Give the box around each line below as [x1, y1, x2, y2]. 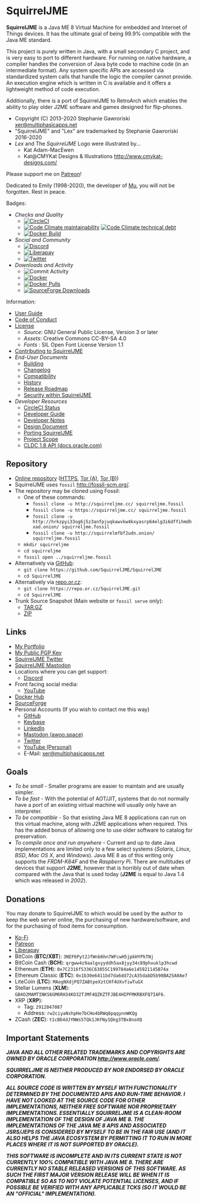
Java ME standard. [6, 36, 52, 43]
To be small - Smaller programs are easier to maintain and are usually [14, 783, 185, 790]
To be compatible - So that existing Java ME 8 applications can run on [14, 814, 187, 821]
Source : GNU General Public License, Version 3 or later [23, 328, 159, 335]
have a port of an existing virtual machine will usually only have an [14, 802, 176, 809]
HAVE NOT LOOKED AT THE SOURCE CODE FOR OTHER [6, 1097, 145, 1104]
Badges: [6, 200, 27, 207]
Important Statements [6, 1033, 89, 1043]
